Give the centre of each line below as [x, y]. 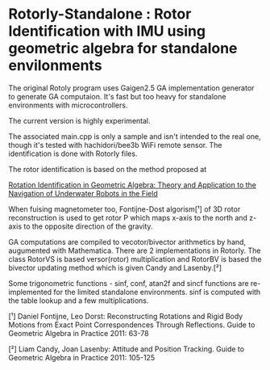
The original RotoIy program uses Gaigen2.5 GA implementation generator [131, 88]
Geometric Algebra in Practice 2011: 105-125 [82, 357]
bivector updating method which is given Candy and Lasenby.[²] [115, 267]
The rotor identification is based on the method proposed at [108, 169]
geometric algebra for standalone [123, 48]
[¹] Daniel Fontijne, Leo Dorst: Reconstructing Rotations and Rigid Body [126, 316]
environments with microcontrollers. [68, 105]
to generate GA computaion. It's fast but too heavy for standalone [117, 96]
